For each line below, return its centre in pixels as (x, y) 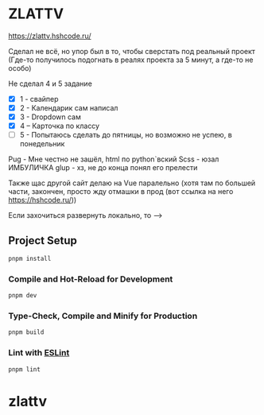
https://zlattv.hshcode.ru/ (50, 36)
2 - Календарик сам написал (69, 108)
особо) (20, 68)
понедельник (42, 144)
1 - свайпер (39, 99)
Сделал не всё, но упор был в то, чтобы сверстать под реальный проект (132, 51)
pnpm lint (25, 369)
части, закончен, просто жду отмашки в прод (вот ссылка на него (121, 192)
